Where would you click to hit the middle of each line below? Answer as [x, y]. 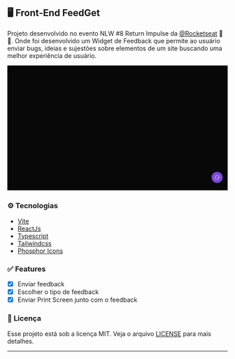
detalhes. [21, 341]
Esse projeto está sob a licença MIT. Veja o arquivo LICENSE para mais [109, 334]
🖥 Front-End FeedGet [54, 13]
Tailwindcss [34, 243]
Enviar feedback [41, 284]
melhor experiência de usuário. [52, 55]
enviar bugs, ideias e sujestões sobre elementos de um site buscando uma [115, 48]
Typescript [33, 236]
